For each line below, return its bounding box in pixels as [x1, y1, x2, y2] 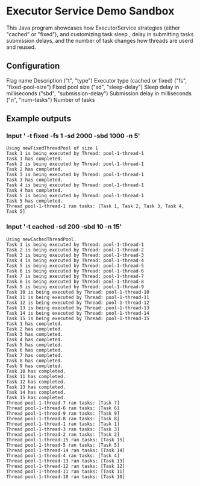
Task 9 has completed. [6, 363, 63, 369]
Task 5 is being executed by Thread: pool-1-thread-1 [6, 193, 145, 199]
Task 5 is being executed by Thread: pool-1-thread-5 [6, 262, 145, 269]
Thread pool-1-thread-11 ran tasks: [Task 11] [6, 469, 125, 475]
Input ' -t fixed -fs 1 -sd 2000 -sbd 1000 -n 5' [6, 131, 140, 140]
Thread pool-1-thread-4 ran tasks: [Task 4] [6, 452, 120, 459]
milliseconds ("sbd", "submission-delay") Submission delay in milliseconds [6, 89, 192, 97]
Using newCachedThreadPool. [6, 236, 77, 242]
